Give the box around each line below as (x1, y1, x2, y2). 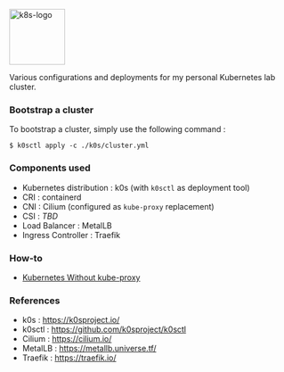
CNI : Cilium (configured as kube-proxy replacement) (21, 201, 215, 211)
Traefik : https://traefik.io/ (21, 352, 118, 363)
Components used (9, 161, 91, 174)
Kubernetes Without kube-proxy (21, 272, 141, 283)
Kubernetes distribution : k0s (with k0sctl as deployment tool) (21, 182, 251, 193)
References (9, 294, 61, 307)
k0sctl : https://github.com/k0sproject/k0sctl (21, 324, 187, 335)
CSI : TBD (21, 211, 58, 221)
